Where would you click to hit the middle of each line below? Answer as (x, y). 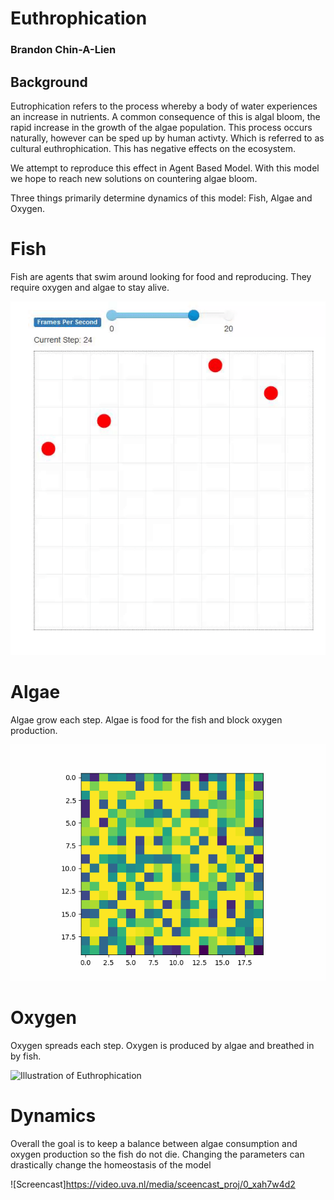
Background (49, 82)
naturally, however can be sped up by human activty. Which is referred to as (167, 138)
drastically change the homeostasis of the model (111, 1165)
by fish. (26, 1056)
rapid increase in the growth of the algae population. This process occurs (161, 127)
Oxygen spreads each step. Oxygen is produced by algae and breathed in (162, 1046)
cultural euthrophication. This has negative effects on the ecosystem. (153, 148)
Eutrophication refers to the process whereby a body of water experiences (164, 106)
